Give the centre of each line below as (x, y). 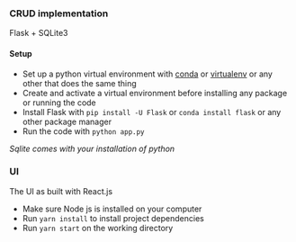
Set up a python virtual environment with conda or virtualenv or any (147, 74)
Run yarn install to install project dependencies (113, 218)
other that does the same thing (79, 83)
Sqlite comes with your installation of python (92, 148)
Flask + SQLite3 (39, 33)
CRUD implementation (59, 13)
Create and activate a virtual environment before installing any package (155, 93)
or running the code (59, 103)
